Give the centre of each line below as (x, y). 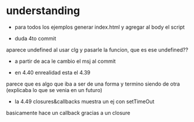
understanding (43, 11)
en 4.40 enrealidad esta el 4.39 (52, 72)
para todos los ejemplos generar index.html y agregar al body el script (100, 27)
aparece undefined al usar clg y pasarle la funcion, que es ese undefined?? (97, 50)
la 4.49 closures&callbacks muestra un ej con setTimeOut (84, 101)
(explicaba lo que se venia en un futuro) (54, 90)
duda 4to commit (35, 38)
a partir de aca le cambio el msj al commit (65, 61)
